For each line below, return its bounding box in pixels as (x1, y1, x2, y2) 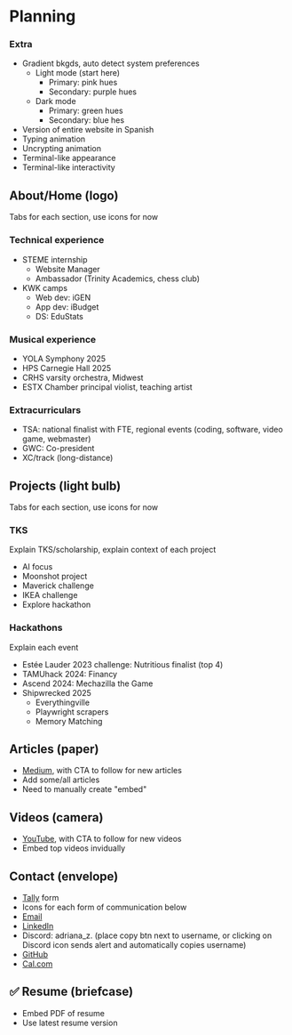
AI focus (21, 562, 53, 572)
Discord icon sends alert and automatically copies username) (21, 940, 247, 950)
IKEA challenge (21, 590, 78, 601)
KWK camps (21, 282, 68, 293)
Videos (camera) (9, 810, 104, 825)
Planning (9, 6, 76, 27)
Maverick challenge (21, 580, 95, 591)
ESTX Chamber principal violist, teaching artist (21, 381, 193, 392)
